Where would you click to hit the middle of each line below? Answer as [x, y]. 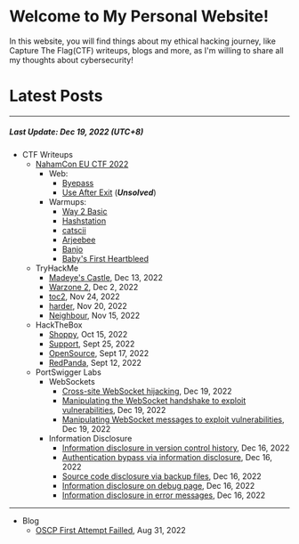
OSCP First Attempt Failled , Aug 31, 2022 [111, 530]
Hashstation [84, 221]
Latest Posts [56, 96]
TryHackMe [57, 268]
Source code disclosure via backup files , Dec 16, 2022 [162, 476]
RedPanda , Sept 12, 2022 [95, 362]
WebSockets [72, 381]
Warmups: [68, 201]
